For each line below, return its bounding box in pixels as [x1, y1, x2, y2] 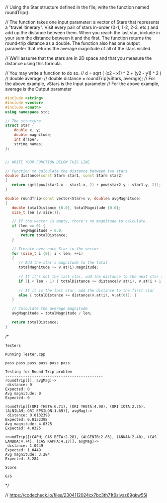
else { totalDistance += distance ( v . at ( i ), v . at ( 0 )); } [18, 293, 137, 298]
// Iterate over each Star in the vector [11, 246, 99, 251]
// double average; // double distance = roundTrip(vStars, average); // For [5, 76, 156, 81]
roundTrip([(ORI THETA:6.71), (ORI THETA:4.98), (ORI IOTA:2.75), [5, 404, 146, 409]
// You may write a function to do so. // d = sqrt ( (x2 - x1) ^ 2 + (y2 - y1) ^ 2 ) [5, 70, 162, 76]
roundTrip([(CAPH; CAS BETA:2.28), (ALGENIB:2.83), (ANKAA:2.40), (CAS [5, 434, 157, 439]
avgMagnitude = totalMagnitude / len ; [11, 311, 92, 316]
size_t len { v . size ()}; [11, 210, 61, 215]
